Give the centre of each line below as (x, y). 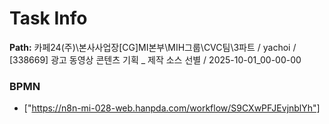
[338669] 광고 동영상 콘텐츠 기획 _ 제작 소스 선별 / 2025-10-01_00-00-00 (155, 59)
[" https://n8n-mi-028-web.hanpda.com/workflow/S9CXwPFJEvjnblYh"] (172, 108)
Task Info (48, 18)
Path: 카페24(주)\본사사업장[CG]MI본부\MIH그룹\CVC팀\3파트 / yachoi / (153, 47)
